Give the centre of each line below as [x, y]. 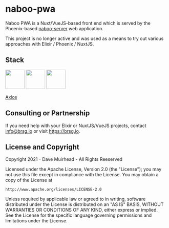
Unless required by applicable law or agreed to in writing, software [76, 199]
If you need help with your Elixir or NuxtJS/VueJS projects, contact [76, 126]
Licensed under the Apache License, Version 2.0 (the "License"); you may [83, 169]
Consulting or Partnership [48, 113]
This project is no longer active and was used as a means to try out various [84, 38]
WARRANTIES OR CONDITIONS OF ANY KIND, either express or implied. [81, 210]
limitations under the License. [36, 221]
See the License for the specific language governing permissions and [79, 215]
